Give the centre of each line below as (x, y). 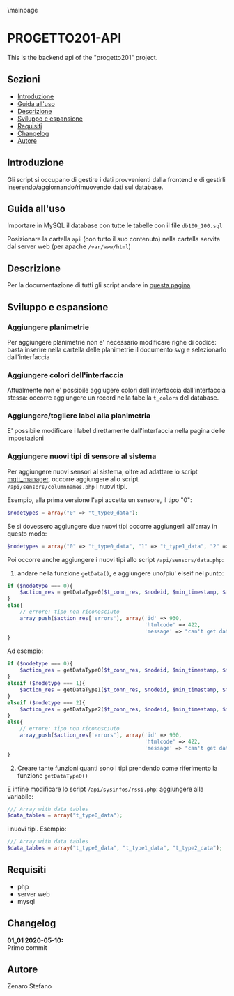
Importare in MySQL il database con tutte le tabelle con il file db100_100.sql (115, 225)
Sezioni (24, 80)
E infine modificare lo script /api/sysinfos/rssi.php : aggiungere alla (106, 789)
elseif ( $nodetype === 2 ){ (46, 703)
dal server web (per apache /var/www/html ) (69, 246)
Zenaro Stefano (30, 986)
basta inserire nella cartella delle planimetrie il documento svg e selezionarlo (117, 349)
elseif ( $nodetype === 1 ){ (46, 684)
